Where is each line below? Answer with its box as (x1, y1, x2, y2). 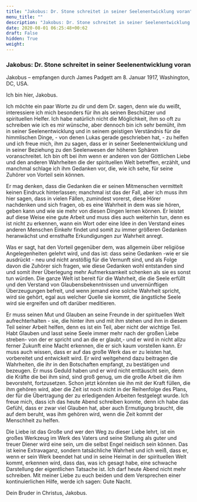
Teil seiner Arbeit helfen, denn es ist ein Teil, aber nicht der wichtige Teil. (6, 323, 182, 331)
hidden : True (6, 36, 38, 42)
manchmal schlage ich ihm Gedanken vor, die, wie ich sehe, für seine (6, 165, 174, 172)
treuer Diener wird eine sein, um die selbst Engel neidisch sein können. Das (6, 440, 188, 448)
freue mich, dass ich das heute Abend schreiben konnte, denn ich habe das (6, 398, 189, 405)
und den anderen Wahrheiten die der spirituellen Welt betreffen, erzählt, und (6, 159, 191, 166)
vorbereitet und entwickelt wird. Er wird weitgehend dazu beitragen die (6, 355, 178, 362)
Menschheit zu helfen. (6, 417, 60, 424)
